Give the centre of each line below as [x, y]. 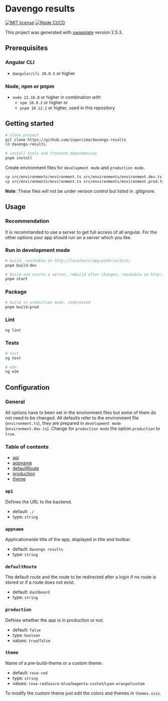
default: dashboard [31, 592]
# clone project [22, 135]
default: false [26, 630]
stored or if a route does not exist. [40, 582]
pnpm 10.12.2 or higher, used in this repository [67, 108]
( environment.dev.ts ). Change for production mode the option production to [82, 428]
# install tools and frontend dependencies [51, 153]
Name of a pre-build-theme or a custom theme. [54, 663]
